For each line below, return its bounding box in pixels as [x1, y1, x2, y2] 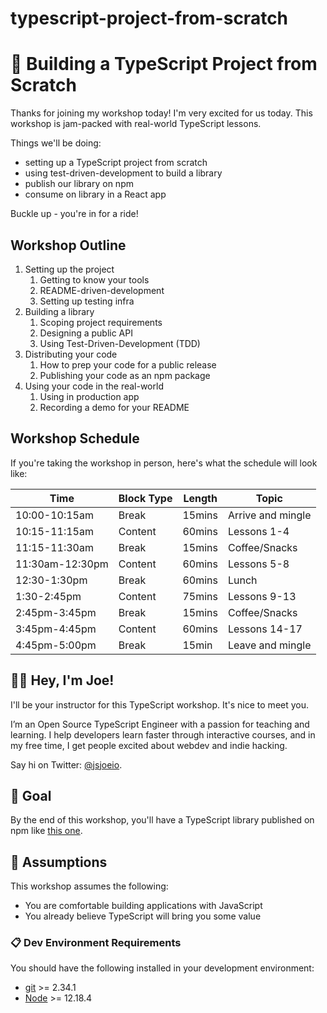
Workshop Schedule [10, 430, 140, 447]
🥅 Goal [10, 787, 52, 804]
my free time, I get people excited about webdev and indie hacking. [10, 739, 288, 751]
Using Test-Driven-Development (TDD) [39, 337, 201, 349]
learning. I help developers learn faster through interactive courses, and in [10, 728, 316, 741]
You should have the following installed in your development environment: [10, 962, 315, 974]
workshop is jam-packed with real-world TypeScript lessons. [10, 118, 262, 130]
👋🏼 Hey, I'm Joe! [10, 672, 115, 689]
